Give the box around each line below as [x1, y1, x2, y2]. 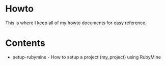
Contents [5, 37, 46, 49]
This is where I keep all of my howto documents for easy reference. [5, 20, 147, 26]
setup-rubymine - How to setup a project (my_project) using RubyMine [12, 54, 161, 60]
